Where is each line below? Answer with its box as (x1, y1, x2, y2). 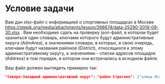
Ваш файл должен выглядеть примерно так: (5, 64, 98, 71)
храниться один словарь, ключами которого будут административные (5, 35, 154, 41)
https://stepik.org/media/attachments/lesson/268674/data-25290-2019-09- (5, 24, 159, 30)
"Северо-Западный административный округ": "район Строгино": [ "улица (5, 74, 153, 79)
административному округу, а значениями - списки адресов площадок (5, 50, 156, 56)
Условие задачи (5, 3, 74, 14)
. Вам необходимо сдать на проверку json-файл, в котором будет (21, 29, 159, 35)
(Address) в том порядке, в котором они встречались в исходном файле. (5, 55, 159, 61)
